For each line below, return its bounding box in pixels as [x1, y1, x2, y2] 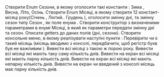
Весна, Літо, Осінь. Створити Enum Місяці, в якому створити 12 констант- [5, 9, 160, 15]
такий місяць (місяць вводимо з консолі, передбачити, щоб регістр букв [5, 40, 158, 46]
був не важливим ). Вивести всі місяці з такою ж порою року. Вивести [5, 46, 153, 51]
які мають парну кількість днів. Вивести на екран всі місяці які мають [5, 56, 152, 61]
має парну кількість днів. [5, 66, 58, 72]
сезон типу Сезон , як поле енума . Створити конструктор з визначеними [5, 19, 160, 25]
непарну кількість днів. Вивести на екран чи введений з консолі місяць [5, 61, 155, 67]
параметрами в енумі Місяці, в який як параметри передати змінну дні [5, 25, 155, 31]
